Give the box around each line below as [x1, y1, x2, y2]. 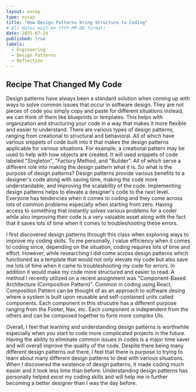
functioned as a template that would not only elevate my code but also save [6, 256, 188, 263]
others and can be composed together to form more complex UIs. [6, 312, 165, 319]
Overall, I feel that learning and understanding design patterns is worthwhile [6, 323, 189, 330]
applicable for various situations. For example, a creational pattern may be [6, 145, 185, 152]
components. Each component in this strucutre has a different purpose [6, 300, 177, 307]
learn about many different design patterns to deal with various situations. [6, 354, 184, 361]
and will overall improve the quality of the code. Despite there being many [6, 342, 184, 349]
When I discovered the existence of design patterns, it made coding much [6, 361, 184, 368]
